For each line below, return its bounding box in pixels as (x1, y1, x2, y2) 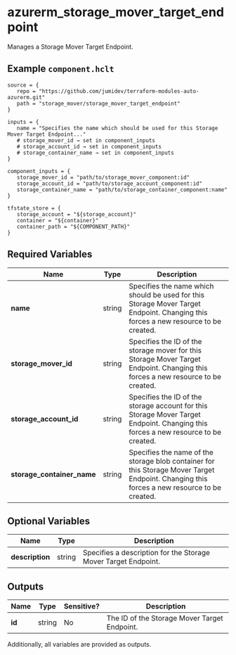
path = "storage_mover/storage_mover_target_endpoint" (16, 100, 181, 107)
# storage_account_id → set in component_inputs (16, 143, 162, 150)
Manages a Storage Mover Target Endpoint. (7, 42, 133, 51)
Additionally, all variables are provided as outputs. (7, 640, 152, 649)
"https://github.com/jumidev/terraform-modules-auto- (38, 87, 199, 95)
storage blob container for (129, 456, 216, 466)
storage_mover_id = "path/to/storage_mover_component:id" (16, 174, 190, 181)
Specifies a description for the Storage (82, 548, 211, 558)
